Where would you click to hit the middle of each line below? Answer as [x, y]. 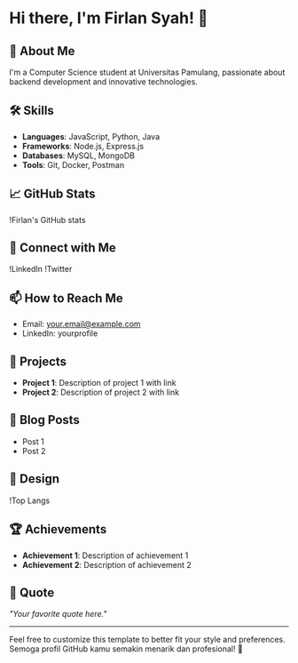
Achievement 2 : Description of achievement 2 [107, 564]
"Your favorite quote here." [58, 614]
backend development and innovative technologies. [103, 82]
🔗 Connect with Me [63, 248]
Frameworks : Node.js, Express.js [83, 146]
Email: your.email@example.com [81, 324]
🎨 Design [35, 479]
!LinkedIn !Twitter [41, 269]
